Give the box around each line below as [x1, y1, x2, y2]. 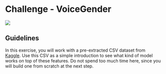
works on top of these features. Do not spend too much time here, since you [5, 58, 161, 64]
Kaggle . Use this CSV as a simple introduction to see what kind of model [5, 52, 153, 58]
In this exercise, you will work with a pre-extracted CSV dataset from [5, 47, 146, 53]
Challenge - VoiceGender [5, 3, 111, 15]
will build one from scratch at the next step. [5, 63, 94, 69]
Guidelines [5, 34, 39, 43]
